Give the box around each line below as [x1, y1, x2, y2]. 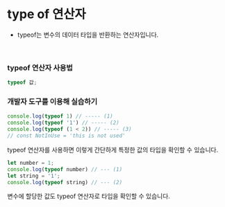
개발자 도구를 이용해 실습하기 [7, 97, 98, 107]
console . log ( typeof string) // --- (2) [7, 179, 123, 186]
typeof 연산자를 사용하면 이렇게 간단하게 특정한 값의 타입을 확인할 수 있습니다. [7, 145, 219, 154]
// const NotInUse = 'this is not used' [7, 132, 126, 139]
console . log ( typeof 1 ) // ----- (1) [7, 113, 113, 120]
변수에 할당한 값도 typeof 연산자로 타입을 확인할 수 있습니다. [7, 192, 170, 201]
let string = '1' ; [7, 172, 60, 179]
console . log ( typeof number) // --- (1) [7, 165, 123, 173]
